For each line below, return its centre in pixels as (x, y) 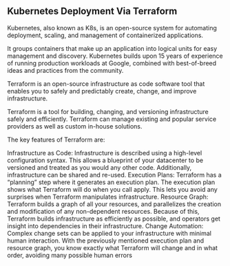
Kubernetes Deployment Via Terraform (92, 11)
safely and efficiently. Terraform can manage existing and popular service (112, 119)
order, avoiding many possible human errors (70, 255)
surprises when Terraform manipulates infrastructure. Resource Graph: (108, 197)
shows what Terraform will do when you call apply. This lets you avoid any (113, 189)
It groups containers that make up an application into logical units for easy (112, 48)
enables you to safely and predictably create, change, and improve (102, 91)
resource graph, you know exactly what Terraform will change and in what (113, 247)
